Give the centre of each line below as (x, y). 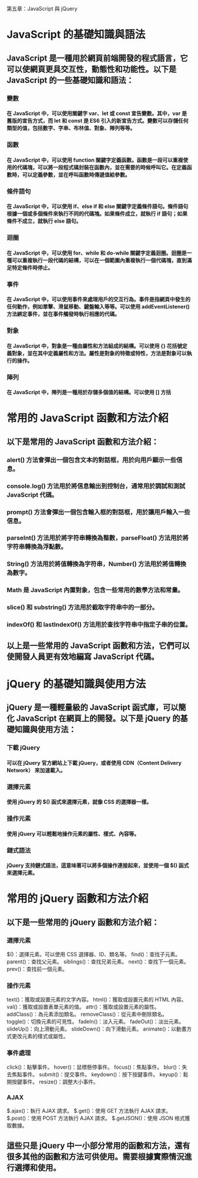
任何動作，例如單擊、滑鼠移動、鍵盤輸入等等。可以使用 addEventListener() (98, 307)
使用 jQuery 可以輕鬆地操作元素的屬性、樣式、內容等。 (73, 834)
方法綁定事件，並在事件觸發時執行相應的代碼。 (63, 314)
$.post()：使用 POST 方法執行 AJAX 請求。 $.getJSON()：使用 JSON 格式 (96, 1118)
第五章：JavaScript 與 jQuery (42, 9)
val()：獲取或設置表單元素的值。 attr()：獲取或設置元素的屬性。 (83, 1007)
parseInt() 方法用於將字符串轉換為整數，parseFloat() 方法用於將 (98, 538)
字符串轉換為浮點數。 (37, 547)
